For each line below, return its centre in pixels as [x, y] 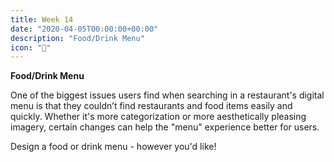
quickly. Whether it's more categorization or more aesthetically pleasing [158, 117]
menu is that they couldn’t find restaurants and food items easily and [151, 106]
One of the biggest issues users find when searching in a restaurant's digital [167, 95]
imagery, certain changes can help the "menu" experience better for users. [165, 127]
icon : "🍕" [31, 47]
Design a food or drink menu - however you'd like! [113, 147]
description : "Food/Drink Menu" [77, 38]
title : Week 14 [42, 19]
